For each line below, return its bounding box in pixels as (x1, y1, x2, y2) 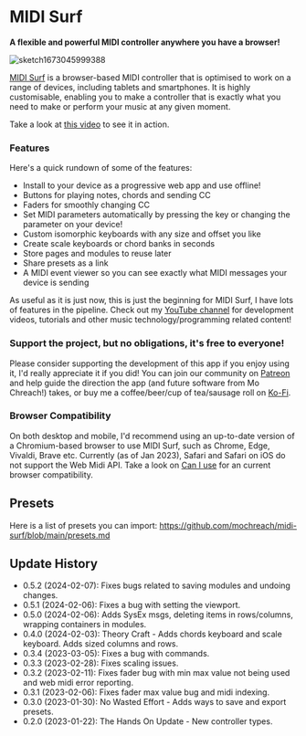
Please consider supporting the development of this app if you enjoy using (9, 358, 290, 369)
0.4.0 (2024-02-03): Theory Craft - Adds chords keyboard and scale (22, 628, 283, 640)
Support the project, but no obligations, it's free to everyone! (9, 337, 285, 350)
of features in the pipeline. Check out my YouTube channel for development (9, 304, 294, 316)
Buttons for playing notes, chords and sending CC (22, 190, 212, 201)
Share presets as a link (22, 258, 109, 268)
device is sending (22, 277, 90, 289)
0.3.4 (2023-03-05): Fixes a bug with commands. (22, 648, 210, 659)
